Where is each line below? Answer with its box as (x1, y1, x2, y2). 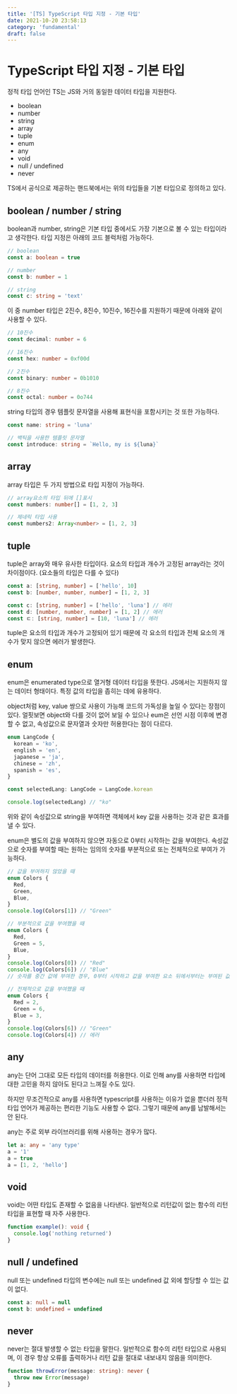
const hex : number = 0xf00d (7, 355, 90, 362)
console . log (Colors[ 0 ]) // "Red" (7, 960, 106, 967)
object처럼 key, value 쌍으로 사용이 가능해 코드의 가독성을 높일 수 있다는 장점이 (7, 702, 226, 711)
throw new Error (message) (13, 1374, 90, 1381)
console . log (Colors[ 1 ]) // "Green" (7, 907, 112, 914)
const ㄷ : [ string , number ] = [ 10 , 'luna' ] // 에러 (7, 615, 158, 622)
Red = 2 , (13, 999, 39, 1006)
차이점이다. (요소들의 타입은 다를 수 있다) (7, 569, 119, 576)
